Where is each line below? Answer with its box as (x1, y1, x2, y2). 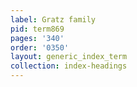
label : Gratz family (10, 14, 97, 25)
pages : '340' (10, 33, 65, 43)
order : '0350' (10, 42, 70, 53)
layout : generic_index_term (10, 52, 128, 62)
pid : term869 (10, 24, 65, 34)
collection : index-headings (10, 61, 128, 71)
